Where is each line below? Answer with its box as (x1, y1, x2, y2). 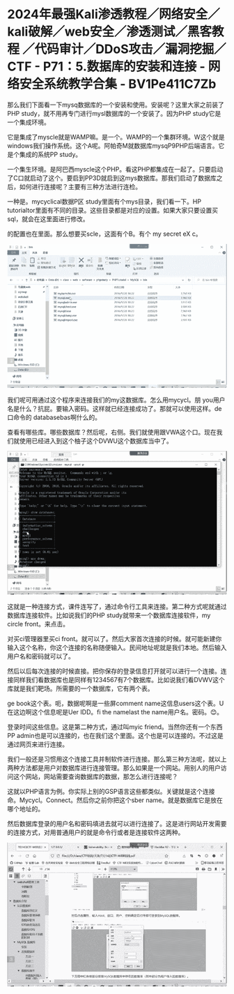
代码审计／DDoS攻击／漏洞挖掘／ (34, 41, 226, 57)
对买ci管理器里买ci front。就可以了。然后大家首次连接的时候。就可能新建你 (7, 635, 222, 643)
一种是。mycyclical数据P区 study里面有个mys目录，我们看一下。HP (7, 197, 202, 206)
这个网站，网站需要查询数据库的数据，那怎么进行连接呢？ (13, 772, 178, 781)
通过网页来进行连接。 (7, 740, 68, 748)
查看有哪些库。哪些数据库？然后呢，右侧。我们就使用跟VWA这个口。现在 (7, 428, 217, 436)
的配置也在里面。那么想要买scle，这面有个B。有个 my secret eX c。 (7, 229, 202, 238)
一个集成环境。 (7, 118, 50, 126)
